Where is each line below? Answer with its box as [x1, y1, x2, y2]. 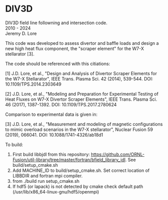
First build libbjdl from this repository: [12, 151, 90, 157]
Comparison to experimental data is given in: [5, 111, 98, 117]
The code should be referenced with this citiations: [5, 60, 110, 66]
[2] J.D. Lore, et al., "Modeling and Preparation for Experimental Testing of [5, 91, 159, 97]
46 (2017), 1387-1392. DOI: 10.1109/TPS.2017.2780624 [5, 101, 117, 107]
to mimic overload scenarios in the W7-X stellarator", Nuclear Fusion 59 [5, 126, 153, 132]
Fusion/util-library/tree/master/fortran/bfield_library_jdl [12, 157, 126, 163]
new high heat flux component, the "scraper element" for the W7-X [5, 45, 144, 51]
